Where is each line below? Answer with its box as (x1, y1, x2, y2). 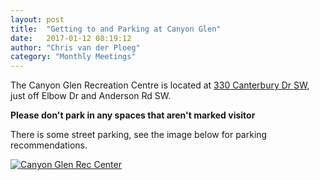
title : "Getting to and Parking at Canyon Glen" (10, 24, 222, 34)
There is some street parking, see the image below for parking (10, 129, 268, 141)
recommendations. (10, 139, 88, 151)
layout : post (10, 14, 65, 25)
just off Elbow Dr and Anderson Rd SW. (10, 90, 172, 102)
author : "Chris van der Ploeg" (10, 42, 141, 53)
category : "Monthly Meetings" (10, 52, 137, 62)
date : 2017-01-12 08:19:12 (10, 33, 132, 43)
